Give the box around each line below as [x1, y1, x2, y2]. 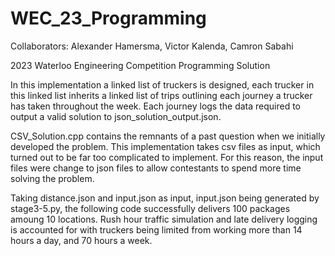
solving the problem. [10, 172, 95, 184]
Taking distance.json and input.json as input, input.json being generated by [10, 192, 320, 204]
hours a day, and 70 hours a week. [10, 234, 153, 246]
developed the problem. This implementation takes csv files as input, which [10, 140, 321, 152]
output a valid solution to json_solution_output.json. [10, 110, 222, 122]
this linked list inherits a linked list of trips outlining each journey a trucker [10, 89, 313, 101]
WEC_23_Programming [10, 7, 207, 30]
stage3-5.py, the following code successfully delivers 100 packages [10, 202, 291, 214]
